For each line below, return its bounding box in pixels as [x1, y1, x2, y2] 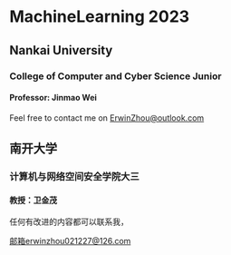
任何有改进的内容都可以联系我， [9, 216, 129, 228]
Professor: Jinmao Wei [9, 93, 98, 103]
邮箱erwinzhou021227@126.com [9, 236, 131, 247]
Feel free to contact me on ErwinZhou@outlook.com [9, 112, 205, 123]
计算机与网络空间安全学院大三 [9, 171, 140, 183]
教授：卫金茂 [9, 194, 57, 205]
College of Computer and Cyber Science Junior [9, 70, 222, 83]
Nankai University [9, 43, 113, 58]
